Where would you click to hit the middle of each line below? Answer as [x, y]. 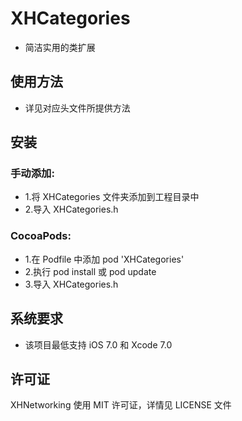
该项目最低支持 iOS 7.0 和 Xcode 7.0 [98, 344]
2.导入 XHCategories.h [71, 209]
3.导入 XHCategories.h [71, 284]
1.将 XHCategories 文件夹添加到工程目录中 [112, 197]
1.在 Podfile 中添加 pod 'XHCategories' [104, 259]
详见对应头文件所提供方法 [77, 108]
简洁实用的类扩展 [60, 47]
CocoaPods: [41, 236]
